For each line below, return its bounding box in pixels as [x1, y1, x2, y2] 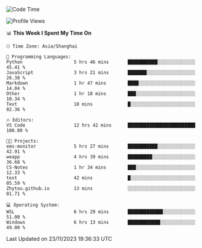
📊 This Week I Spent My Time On [6, 29, 92, 36]
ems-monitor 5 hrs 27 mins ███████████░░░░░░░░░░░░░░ [6, 143, 196, 149]
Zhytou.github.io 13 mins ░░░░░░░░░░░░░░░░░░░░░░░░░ [6, 185, 196, 191]
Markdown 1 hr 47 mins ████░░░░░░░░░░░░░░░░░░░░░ [6, 80, 196, 86]
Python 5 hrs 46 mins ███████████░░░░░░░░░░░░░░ [6, 59, 196, 65]
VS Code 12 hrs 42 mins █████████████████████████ [6, 122, 196, 128]
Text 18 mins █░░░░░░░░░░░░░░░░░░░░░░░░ [6, 101, 196, 107]
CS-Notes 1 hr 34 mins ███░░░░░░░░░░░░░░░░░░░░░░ [6, 164, 196, 170]
